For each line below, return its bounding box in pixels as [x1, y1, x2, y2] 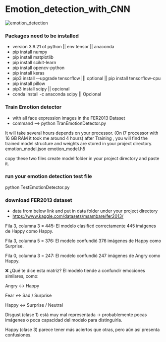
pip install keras [12, 70, 45, 76]
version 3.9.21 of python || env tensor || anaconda [12, 44, 114, 50]
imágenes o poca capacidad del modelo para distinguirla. [5, 317, 122, 323]
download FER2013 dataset [5, 196, 72, 203]
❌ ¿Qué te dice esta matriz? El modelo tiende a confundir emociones [5, 267, 145, 274]
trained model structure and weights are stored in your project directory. [5, 140, 153, 146]
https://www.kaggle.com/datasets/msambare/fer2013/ [12, 213, 124, 219]
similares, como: [5, 273, 39, 279]
